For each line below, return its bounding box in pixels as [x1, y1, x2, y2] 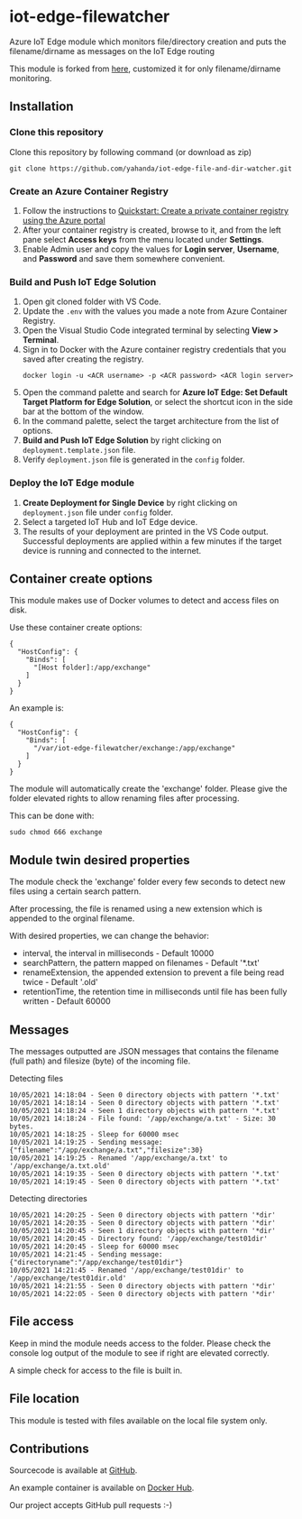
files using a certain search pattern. [9, 886, 142, 897]
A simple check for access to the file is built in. [9, 1365, 183, 1376]
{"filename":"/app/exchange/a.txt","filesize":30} [9, 1146, 204, 1155]
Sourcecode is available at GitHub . [9, 1465, 138, 1476]
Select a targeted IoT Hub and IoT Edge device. [22, 516, 198, 527]
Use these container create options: [9, 622, 142, 633]
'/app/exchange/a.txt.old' [9, 1161, 111, 1170]
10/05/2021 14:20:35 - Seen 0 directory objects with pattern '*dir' [9, 1218, 277, 1228]
